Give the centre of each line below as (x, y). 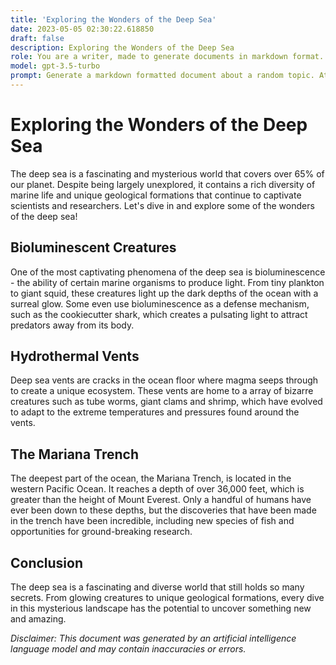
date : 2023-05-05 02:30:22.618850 (82, 29)
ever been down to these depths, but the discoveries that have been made (163, 510)
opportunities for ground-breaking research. (101, 532)
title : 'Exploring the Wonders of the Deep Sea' (113, 19)
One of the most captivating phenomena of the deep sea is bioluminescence (168, 272)
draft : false (37, 38)
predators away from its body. (72, 325)
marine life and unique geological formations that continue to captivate (156, 195)
